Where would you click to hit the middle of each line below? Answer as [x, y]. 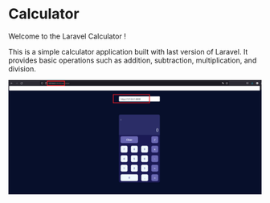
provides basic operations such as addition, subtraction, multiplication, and [133, 60]
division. [22, 68]
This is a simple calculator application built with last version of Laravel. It [128, 51]
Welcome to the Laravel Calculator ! [67, 36]
